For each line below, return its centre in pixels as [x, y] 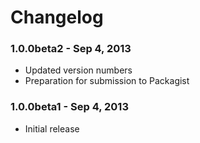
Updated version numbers [78, 70]
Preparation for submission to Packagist [107, 81]
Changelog [57, 17]
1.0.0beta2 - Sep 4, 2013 [71, 49]
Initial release [52, 128]
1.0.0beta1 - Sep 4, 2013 [69, 107]
